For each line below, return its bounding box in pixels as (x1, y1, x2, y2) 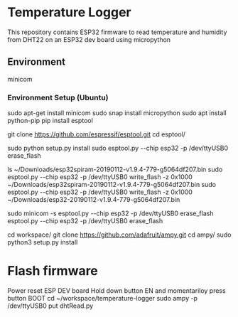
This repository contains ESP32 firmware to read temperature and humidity (7, 28, 227, 36)
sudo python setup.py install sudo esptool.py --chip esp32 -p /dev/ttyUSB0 (7, 144, 229, 153)
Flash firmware (7, 263, 98, 279)
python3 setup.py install (7, 238, 78, 247)
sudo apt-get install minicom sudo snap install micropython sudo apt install (7, 109, 227, 117)
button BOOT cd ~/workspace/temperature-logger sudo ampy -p (7, 294, 198, 302)
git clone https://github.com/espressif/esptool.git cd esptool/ (7, 130, 186, 139)
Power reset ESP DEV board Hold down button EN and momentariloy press (7, 286, 226, 295)
